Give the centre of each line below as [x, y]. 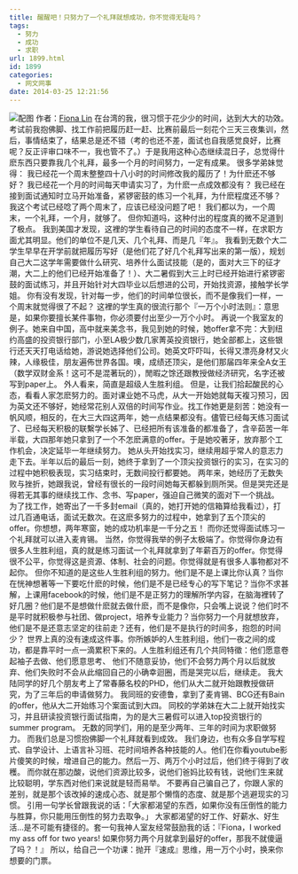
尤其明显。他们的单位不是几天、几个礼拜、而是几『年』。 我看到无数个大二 [152, 239]
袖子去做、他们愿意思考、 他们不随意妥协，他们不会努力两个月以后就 [142, 660]
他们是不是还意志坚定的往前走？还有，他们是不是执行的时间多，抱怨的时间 [145, 628]
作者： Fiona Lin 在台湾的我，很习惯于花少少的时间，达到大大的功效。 [162, 118]
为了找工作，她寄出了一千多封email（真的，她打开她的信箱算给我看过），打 [145, 505]
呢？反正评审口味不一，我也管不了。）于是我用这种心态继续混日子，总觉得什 [147, 151]
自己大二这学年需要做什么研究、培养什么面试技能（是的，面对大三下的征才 [145, 261]
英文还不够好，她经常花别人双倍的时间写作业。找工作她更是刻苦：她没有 [149, 406]
